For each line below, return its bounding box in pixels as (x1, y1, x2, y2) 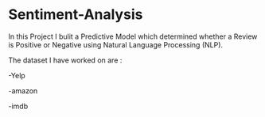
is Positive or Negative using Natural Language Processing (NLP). (8, 40, 224, 49)
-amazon (8, 85, 38, 96)
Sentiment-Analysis (8, 6, 143, 24)
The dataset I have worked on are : (8, 55, 123, 65)
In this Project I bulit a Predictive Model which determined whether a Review (8, 32, 258, 41)
